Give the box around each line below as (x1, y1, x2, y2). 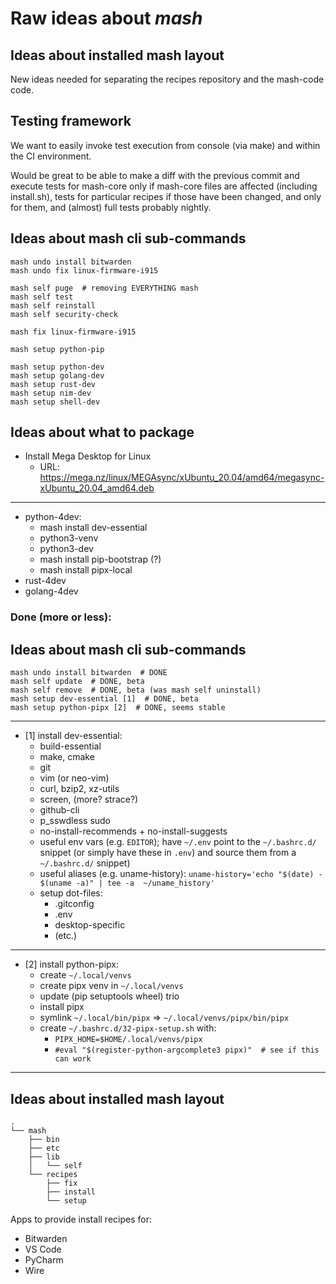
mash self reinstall (10, 300, 97, 311)
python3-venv (39, 532, 99, 544)
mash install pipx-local (39, 564, 133, 576)
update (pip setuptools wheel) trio (39, 990, 180, 1002)
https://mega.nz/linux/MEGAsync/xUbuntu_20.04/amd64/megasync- (39, 472, 325, 484)
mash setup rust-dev (10, 379, 97, 389)
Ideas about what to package (10, 424, 195, 441)
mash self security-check (10, 309, 118, 319)
